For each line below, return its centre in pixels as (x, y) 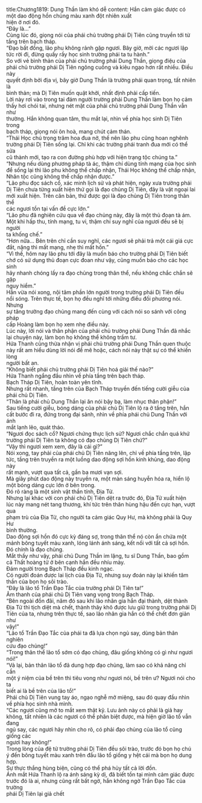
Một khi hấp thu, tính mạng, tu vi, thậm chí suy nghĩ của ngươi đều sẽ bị (95, 221)
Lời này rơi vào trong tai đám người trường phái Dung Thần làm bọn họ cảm (99, 99)
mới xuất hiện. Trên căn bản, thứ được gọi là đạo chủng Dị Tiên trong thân (98, 196)
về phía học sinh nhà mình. (40, 704)
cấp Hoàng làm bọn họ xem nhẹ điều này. (58, 324)
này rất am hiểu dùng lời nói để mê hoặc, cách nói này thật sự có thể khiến (99, 350)
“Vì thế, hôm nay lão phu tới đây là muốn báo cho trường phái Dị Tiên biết (97, 254)
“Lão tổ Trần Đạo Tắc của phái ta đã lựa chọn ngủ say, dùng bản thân (92, 633)
